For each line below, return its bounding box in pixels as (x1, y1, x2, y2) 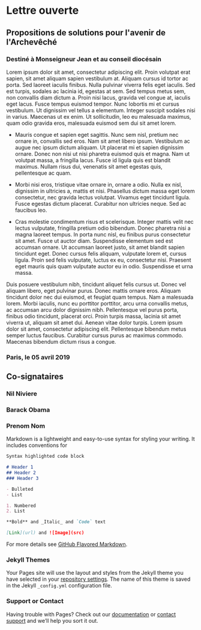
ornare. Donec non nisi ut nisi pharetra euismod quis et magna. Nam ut (14, 150, 190, 157)
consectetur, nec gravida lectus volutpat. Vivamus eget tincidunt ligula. (14, 193, 191, 201)
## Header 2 (6, 470, 36, 476)
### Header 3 (6, 475, 39, 481)
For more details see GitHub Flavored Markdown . (6, 541, 128, 548)
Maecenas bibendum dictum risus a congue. (6, 338, 116, 345)
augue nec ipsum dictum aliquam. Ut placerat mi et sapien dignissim (14, 143, 184, 151)
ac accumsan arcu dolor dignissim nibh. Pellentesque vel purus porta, (6, 306, 179, 313)
